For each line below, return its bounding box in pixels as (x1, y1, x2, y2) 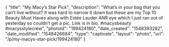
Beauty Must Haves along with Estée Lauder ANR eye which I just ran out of (5, 15, 163, 20)
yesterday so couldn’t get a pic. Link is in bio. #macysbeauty (5, 20, 132, 26)
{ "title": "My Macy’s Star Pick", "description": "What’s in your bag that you (5, 4, 160, 10)
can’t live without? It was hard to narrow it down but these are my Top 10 (5, 9, 157, 15)
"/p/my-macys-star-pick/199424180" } (5, 36, 86, 42)
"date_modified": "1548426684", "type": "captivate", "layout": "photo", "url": (5, 31, 164, 36)
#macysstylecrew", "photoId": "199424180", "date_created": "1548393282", (5, 25, 163, 31)
